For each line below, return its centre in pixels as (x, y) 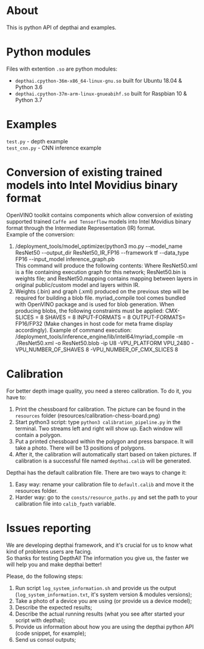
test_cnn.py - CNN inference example (54, 148)
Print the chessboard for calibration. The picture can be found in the (100, 409)
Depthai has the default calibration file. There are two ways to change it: (97, 472)
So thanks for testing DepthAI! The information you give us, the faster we (97, 558)
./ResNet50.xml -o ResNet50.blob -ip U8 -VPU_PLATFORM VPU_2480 (102, 343)
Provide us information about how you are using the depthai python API (104, 627)
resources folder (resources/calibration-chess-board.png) (88, 415)
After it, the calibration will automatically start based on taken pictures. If (106, 454)
